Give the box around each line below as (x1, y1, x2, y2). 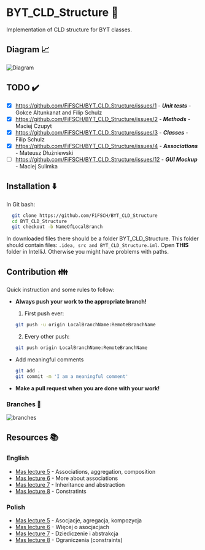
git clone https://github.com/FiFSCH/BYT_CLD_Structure (12, 212, 158, 219)
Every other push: (24, 333, 70, 340)
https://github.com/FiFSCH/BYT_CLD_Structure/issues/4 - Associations (15, 142, 198, 149)
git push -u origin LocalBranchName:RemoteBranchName (15, 322, 156, 328)
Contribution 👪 (6, 267, 68, 277)
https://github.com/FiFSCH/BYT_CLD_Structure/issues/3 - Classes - (15, 128, 188, 136)
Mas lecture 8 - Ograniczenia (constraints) (15, 536, 123, 543)
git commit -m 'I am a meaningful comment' (15, 373, 129, 380)
